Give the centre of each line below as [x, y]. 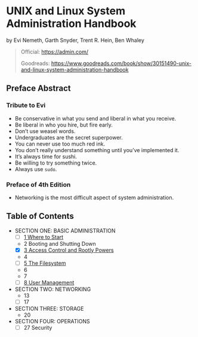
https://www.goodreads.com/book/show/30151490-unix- [121, 63]
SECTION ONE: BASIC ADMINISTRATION [65, 230]
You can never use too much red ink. [60, 144]
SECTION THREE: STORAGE [49, 309]
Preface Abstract [39, 89]
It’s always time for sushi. [46, 156]
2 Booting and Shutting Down [60, 243]
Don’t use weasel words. [45, 131]
